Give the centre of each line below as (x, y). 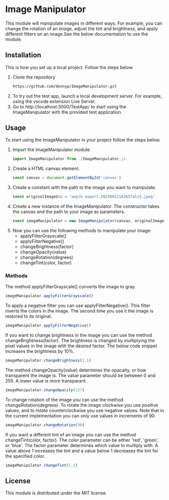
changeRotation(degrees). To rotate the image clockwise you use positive (82, 405)
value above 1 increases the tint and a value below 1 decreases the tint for (82, 451)
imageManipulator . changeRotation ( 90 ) (45, 425)
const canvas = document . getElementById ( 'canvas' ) (67, 178)
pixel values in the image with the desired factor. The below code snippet (81, 346)
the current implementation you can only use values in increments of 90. (80, 416)
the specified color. (25, 456)
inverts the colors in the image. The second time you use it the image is (79, 311)
